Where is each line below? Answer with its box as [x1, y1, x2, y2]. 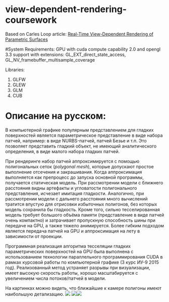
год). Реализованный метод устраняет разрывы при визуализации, [5, 264, 150, 271]
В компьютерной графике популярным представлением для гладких [5, 127, 154, 133]
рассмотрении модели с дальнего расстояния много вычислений [5, 195, 148, 202]
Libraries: [5, 67, 25, 73]
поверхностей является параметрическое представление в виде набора [5, 132, 163, 138]
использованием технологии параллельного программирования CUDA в [5, 254, 163, 260]
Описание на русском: [5, 110, 106, 122]
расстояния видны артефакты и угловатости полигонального [5, 185, 137, 191]
